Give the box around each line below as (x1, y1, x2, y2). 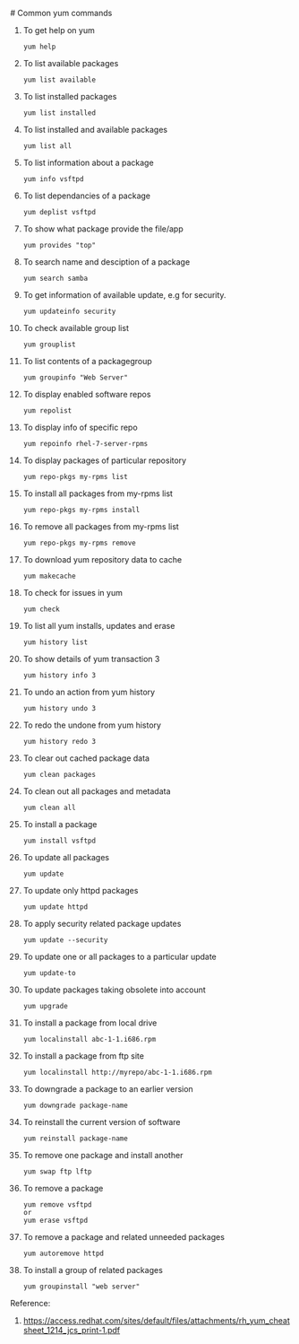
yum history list (22, 638, 89, 647)
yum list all (22, 142, 73, 151)
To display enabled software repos (22, 389, 151, 399)
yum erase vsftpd (22, 1216, 89, 1225)
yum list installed (22, 109, 97, 118)
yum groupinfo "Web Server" (22, 373, 128, 382)
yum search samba (22, 274, 89, 283)
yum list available (22, 75, 97, 84)
